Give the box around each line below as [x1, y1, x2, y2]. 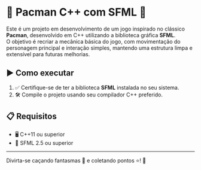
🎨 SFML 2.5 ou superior [14, 139, 74, 146]
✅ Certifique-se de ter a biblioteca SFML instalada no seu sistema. [14, 84, 179, 91]
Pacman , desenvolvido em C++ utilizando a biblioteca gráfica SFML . [6, 31, 176, 38]
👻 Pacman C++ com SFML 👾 [6, 5, 147, 19]
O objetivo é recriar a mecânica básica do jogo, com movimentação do [6, 38, 181, 45]
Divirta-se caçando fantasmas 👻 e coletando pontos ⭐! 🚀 [6, 157, 147, 164]
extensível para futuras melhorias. [6, 50, 90, 57]
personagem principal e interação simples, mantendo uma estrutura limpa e [6, 44, 193, 51]
